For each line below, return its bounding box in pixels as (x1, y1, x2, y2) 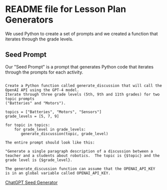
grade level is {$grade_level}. (5, 157, 72, 162)
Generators (5, 14, 53, 25)
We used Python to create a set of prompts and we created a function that (5, 30, 158, 36)
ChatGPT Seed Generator (5, 179, 58, 185)
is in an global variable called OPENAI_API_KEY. (5, 170, 111, 175)
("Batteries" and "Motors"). (5, 100, 66, 105)
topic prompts (5, 96, 35, 101)
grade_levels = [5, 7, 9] (5, 113, 59, 118)
